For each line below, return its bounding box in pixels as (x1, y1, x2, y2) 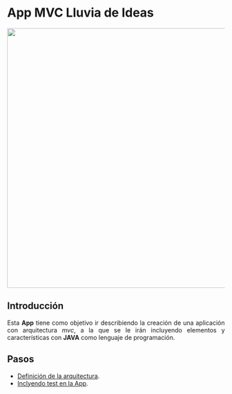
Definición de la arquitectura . (17, 372, 100, 380)
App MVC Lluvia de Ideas (7, 5, 154, 21)
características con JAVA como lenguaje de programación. (7, 333, 175, 341)
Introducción (7, 300, 64, 312)
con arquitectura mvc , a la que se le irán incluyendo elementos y (7, 325, 226, 334)
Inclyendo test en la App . (17, 379, 88, 387)
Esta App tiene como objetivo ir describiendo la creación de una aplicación (7, 319, 225, 327)
